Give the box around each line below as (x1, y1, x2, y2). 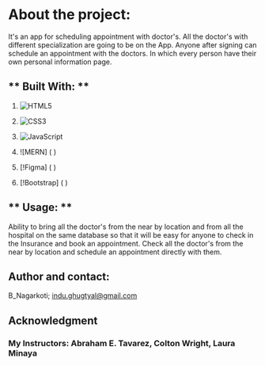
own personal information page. (8, 57, 112, 67)
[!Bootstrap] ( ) (19, 177, 69, 187)
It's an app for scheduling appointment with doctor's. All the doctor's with (8, 32, 248, 41)
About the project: (8, 6, 131, 24)
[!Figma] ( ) (19, 162, 57, 172)
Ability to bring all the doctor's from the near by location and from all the (8, 222, 244, 231)
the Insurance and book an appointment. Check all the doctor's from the (8, 238, 244, 248)
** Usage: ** (8, 200, 73, 215)
